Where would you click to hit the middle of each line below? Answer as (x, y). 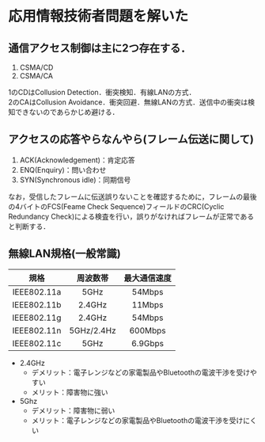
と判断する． (29, 226)
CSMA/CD (36, 67)
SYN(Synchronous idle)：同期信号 (75, 180)
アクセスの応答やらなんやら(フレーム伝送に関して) (131, 139)
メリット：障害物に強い (70, 392)
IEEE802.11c (37, 343)
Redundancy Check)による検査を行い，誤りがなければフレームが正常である (131, 216)
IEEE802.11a (37, 291)
